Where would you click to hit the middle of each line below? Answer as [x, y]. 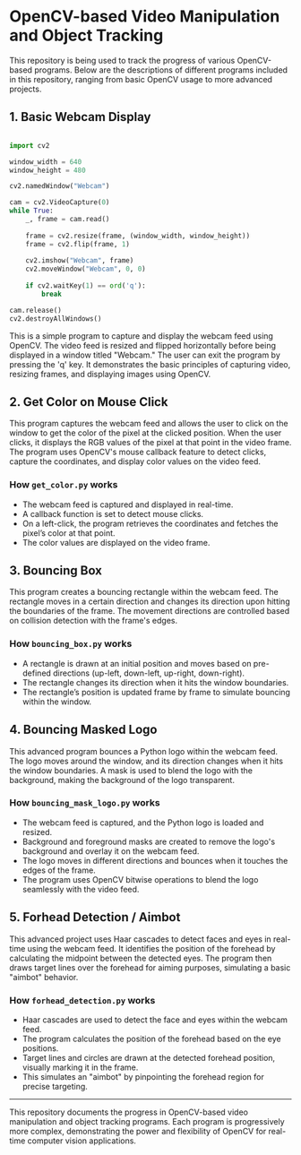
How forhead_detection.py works [82, 1000]
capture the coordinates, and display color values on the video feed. [135, 461]
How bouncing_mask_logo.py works [85, 803]
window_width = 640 [46, 162]
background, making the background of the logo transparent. [122, 780]
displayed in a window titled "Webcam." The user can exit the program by [145, 355]
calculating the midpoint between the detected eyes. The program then [141, 958]
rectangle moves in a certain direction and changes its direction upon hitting [150, 601]
